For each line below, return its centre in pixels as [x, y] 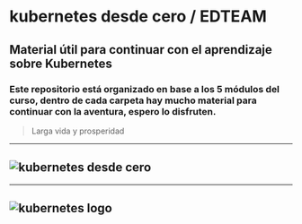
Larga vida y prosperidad [78, 131]
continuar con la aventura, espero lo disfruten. [113, 111]
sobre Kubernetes [61, 63]
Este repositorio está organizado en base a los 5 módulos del [145, 89]
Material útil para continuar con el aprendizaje [141, 50]
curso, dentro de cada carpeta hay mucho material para [133, 100]
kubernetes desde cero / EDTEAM [138, 17]
